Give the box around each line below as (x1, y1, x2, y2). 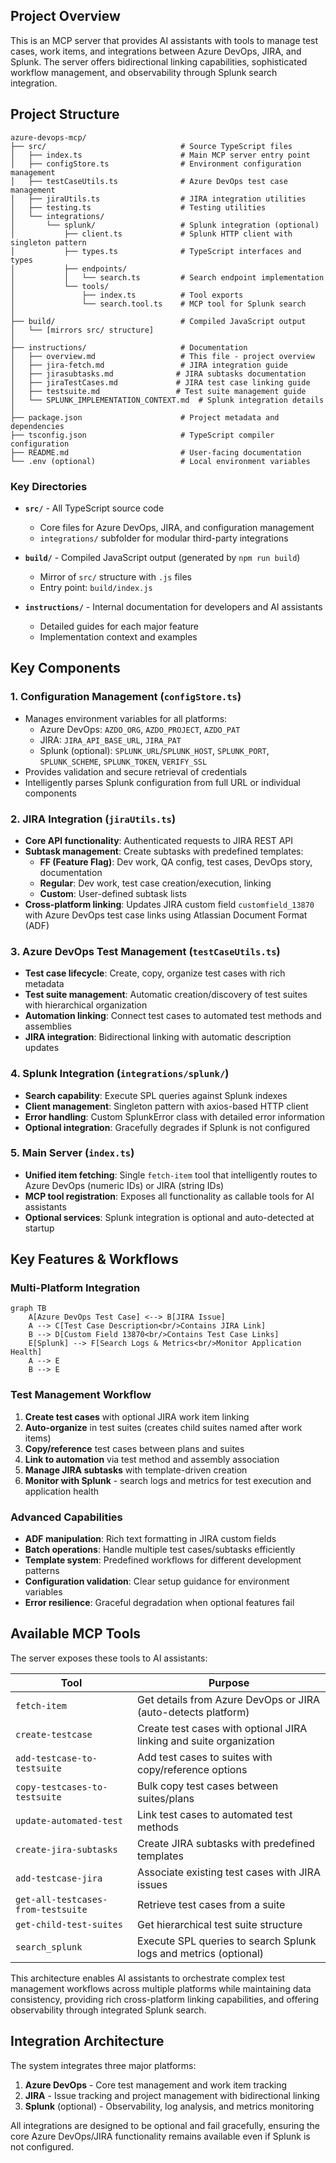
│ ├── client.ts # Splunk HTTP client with (10, 229, 293, 239)
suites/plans (137, 1791, 195, 1805)
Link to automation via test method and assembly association (24, 1453, 280, 1465)
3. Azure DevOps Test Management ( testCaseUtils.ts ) (10, 944, 281, 958)
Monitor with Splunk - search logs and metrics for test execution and (24, 1474, 312, 1486)
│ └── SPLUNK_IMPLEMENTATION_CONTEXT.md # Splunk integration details (10, 395, 325, 405)
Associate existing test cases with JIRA (137, 1865, 321, 1879)
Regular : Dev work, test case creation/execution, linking (39, 877, 272, 889)
